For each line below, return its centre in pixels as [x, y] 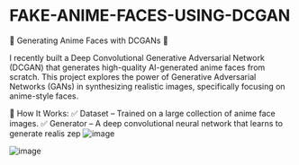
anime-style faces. [44, 96]
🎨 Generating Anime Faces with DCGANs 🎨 [89, 40]
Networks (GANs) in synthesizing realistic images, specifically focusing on [147, 86]
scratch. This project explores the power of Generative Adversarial [133, 76]
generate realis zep [45, 133]
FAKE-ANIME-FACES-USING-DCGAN [150, 16]
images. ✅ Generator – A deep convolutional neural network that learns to [146, 123]
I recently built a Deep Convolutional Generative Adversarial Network [137, 57]
